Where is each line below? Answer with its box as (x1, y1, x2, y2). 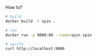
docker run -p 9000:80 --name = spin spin (5, 32, 92, 37)
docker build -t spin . (5, 19, 56, 24)
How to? (5, 5, 23, 10)
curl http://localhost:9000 (5, 46, 65, 51)
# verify (5, 41, 24, 47)
